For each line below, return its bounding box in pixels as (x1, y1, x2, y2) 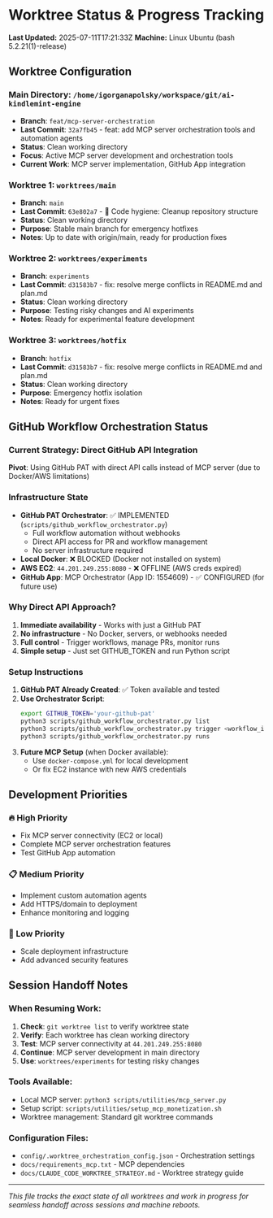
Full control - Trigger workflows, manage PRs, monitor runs (19, 637, 220, 647)
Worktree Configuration (8, 65, 132, 79)
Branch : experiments (19, 271, 90, 281)
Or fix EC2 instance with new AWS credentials (32, 764, 187, 774)
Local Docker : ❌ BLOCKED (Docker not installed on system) (19, 554, 222, 563)
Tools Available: (8, 1076, 73, 1087)
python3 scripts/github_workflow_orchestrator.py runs (19, 732, 210, 741)
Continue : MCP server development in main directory (19, 1047, 201, 1057)
